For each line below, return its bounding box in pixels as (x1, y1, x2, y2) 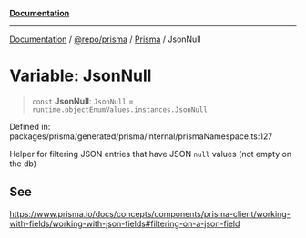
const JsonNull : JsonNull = (31, 95, 135, 106)
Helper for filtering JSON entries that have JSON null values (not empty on (9, 148, 292, 159)
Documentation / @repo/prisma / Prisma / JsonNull (9, 34, 201, 45)
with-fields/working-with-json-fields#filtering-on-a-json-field (9, 218, 240, 229)
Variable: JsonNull (9, 65, 152, 86)
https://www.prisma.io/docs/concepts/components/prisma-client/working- (9, 208, 291, 219)
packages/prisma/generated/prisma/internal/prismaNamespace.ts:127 (9, 131, 273, 142)
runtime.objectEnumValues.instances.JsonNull (31, 104, 208, 114)
